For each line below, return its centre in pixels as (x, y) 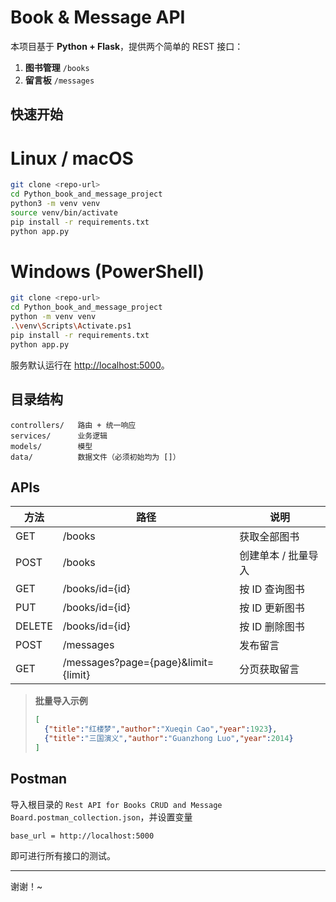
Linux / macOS (72, 158)
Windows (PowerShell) (107, 271)
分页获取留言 (269, 669)
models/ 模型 (51, 446)
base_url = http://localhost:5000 (82, 836)
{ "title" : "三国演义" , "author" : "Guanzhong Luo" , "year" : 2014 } (169, 739)
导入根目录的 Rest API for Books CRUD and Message (116, 804)
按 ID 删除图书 (272, 627)
